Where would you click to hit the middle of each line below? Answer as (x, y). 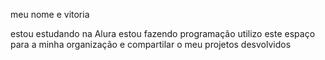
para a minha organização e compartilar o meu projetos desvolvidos (151, 44)
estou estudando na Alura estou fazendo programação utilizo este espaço (163, 33)
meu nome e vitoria (50, 14)
